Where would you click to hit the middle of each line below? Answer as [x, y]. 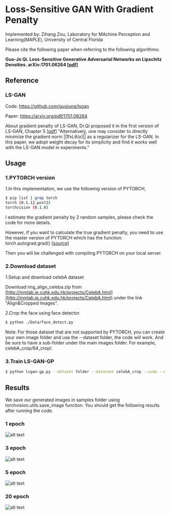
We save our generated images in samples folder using [62, 400]
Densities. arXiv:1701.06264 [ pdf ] [42, 64]
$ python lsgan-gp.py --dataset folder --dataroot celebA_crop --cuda [81, 372]
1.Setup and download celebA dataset [45, 277]
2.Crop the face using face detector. [43, 313]
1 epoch [15, 424]
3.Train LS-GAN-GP [30, 361]
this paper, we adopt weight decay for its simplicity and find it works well [81, 142]
